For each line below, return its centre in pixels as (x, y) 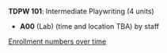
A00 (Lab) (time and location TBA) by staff (89, 26)
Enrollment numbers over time (57, 41)
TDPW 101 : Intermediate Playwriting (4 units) (81, 11)
